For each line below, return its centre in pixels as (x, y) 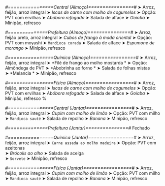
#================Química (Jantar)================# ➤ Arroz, (80, 138)
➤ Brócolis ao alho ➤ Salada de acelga (44, 153)
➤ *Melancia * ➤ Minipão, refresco (41, 73)
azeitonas (15, 148)
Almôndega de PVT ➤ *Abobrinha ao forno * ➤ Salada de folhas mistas (78, 68)
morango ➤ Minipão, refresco (35, 48)
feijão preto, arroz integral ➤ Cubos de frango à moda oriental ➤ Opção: (79, 37)
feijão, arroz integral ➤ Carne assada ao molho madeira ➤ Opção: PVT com (81, 143)
